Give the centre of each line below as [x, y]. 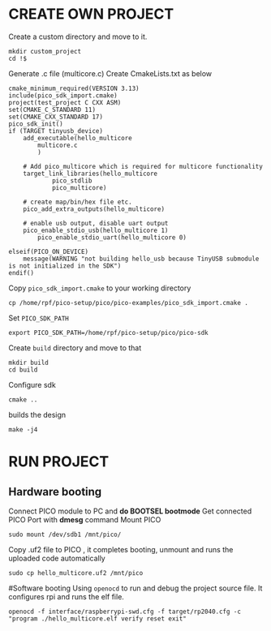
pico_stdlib [72, 180]
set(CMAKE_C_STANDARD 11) [52, 109]
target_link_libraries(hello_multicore [90, 174]
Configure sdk [32, 384]
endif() [22, 273]
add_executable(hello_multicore [77, 138]
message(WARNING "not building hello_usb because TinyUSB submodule [141, 259]
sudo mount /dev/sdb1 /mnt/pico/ [65, 534]
